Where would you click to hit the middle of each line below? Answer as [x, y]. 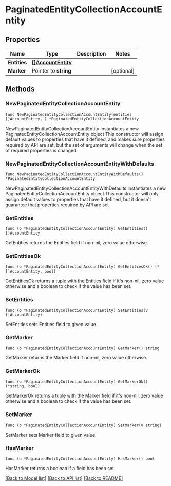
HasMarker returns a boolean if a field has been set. [60, 469]
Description [91, 54]
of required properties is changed [41, 150]
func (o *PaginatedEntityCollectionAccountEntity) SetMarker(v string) [83, 425]
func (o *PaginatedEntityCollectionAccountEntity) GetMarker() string [82, 348]
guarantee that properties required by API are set [57, 205]
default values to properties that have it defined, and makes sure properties [85, 139]
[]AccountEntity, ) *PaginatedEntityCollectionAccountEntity [72, 119]
